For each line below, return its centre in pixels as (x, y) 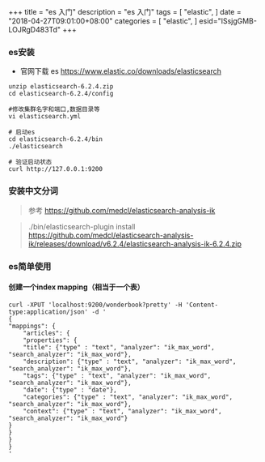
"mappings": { (32, 326)
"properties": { (50, 340)
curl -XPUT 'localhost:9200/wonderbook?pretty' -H (95, 305)
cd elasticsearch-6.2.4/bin (56, 139)
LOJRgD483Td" (35, 30)
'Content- (202, 305)
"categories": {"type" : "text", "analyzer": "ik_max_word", (128, 397)
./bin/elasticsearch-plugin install (82, 226)
